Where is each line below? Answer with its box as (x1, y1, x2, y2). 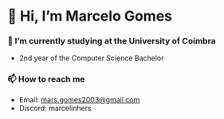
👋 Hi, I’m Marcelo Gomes (7, 7, 173, 25)
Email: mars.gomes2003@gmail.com (18, 94, 140, 104)
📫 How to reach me (7, 74, 85, 85)
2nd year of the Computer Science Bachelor (18, 53, 164, 63)
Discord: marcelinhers (18, 103, 92, 113)
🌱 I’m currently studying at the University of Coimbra (7, 36, 216, 47)
